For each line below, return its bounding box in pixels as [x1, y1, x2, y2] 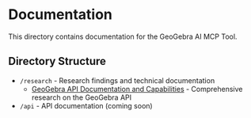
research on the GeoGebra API [31, 93, 132, 102]
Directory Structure [8, 55, 107, 68]
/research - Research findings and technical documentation [19, 75, 215, 85]
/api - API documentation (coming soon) [19, 101, 153, 110]
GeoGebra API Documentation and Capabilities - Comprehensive [31, 84, 243, 93]
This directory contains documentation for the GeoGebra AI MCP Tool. [8, 32, 238, 41]
